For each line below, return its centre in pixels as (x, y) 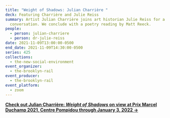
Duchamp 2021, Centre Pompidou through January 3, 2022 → (72, 110)
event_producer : (22, 76)
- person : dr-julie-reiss (37, 38)
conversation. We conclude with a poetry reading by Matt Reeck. (81, 24)
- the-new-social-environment (42, 62)
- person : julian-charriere (40, 33)
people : (13, 29)
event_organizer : (24, 66)
